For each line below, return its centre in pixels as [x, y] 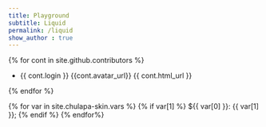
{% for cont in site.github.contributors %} [76, 60]
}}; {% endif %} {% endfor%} [56, 115]
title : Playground [39, 15]
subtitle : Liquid [37, 23]
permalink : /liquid [41, 30]
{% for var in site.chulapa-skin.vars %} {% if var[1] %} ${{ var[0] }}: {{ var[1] [134, 106]
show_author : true [41, 38]
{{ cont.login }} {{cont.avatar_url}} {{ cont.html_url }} [106, 75]
